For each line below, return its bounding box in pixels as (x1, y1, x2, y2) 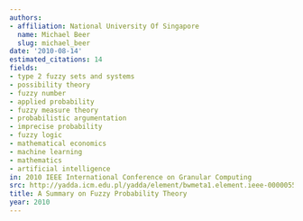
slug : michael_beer (17, 38, 91, 48)
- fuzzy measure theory (9, 106, 99, 115)
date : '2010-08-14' (9, 47, 83, 56)
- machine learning (9, 147, 83, 156)
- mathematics (9, 155, 63, 165)
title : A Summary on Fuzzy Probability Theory (9, 189, 188, 198)
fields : (9, 64, 39, 73)
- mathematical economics (9, 139, 106, 148)
